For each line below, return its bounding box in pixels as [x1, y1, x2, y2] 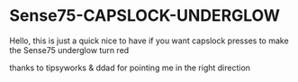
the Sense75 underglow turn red [9, 44, 130, 55]
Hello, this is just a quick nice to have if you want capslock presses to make [9, 35, 290, 46]
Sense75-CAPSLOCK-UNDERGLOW [9, 5, 281, 26]
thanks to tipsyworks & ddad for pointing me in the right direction [9, 62, 250, 73]
